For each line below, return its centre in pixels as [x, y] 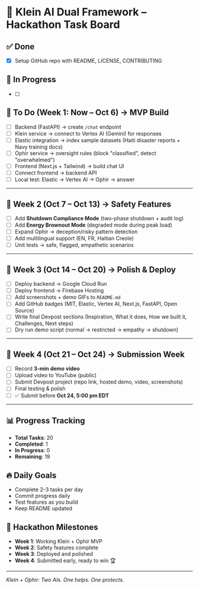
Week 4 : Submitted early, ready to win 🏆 [65, 561]
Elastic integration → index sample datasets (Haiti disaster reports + [97, 140]
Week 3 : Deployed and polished [54, 554]
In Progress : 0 [32, 450]
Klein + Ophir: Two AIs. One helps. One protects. [65, 580]
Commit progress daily [42, 496]
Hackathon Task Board [63, 25]
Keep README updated [44, 508]
